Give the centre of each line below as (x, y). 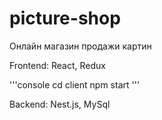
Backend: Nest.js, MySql (60, 104)
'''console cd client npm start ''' (75, 84)
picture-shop (65, 18)
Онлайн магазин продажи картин (80, 46)
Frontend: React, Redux (57, 65)
